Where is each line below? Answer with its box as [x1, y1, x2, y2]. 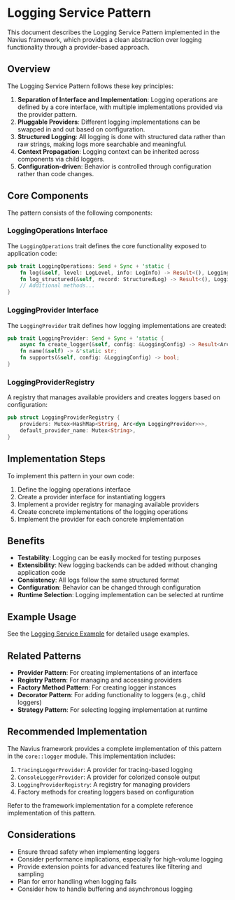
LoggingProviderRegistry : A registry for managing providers [17, 780, 191, 788]
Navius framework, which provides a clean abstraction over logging [7, 35, 202, 43]
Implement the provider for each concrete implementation [17, 515, 184, 523]
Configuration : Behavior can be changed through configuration [17, 583, 201, 592]
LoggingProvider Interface [7, 306, 99, 315]
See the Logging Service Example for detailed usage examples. [7, 629, 190, 638]
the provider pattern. [17, 110, 78, 118]
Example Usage [7, 610, 77, 623]
